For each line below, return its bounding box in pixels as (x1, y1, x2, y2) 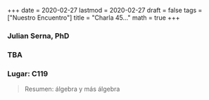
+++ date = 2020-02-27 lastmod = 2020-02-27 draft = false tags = (7, 6, 203, 14)
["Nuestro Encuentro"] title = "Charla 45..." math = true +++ (7, 13, 181, 22)
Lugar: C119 (7, 68, 49, 78)
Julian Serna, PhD (7, 31, 70, 41)
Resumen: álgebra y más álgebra (24, 85, 120, 94)
